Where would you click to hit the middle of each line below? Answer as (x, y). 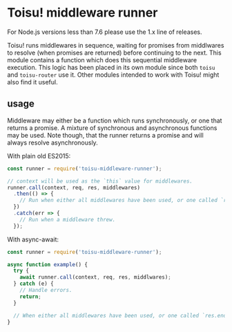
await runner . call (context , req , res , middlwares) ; (95, 277)
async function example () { (48, 264)
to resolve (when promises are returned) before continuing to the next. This (115, 53)
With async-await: (33, 239)
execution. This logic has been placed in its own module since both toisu (111, 67)
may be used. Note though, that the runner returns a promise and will (105, 135)
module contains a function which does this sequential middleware (102, 59)
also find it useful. (32, 82)
